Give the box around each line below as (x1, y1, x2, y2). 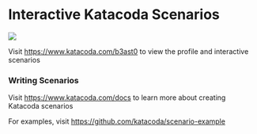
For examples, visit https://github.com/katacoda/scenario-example (8, 117, 225, 126)
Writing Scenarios (8, 75, 79, 86)
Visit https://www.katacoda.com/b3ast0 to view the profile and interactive (8, 46, 249, 56)
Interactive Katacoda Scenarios (8, 6, 220, 24)
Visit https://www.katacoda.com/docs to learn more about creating (8, 93, 226, 102)
